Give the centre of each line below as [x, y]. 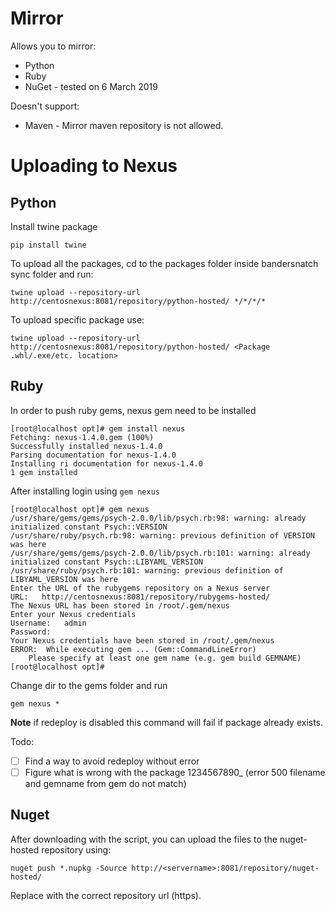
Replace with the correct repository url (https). [106, 895]
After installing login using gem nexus [85, 491]
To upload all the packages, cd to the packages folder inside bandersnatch [164, 263]
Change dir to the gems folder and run [89, 685]
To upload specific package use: [77, 319]
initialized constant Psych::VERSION [89, 527]
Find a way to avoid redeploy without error [112, 761]
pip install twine [48, 245]
